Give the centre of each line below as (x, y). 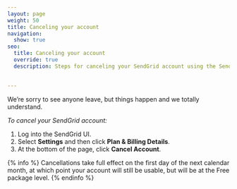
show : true (30, 40)
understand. (25, 106)
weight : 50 (23, 20)
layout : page (26, 14)
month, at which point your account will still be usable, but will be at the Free (119, 170)
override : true (36, 60)
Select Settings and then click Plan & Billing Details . (94, 141)
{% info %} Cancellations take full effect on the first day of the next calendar (119, 162)
